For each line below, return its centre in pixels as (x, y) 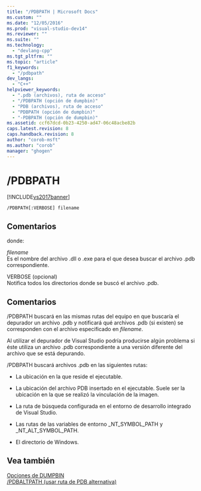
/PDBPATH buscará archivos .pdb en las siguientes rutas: (77, 365)
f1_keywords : (23, 67)
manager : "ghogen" (30, 151)
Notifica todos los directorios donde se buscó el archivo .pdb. (83, 283)
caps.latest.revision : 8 (38, 129)
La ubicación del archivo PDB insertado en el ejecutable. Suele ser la (100, 388)
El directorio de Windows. (47, 442)
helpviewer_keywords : (34, 90)
